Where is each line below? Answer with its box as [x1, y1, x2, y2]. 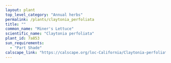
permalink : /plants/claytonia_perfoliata [5, 17, 95, 22]
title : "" [5, 21, 26, 27]
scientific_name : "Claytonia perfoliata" [5, 31, 95, 36]
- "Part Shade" [10, 45, 42, 50]
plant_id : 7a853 [5, 36, 40, 41]
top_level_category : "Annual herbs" [5, 12, 83, 17]
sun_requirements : [5, 41, 44, 46]
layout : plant [5, 7, 36, 13]
